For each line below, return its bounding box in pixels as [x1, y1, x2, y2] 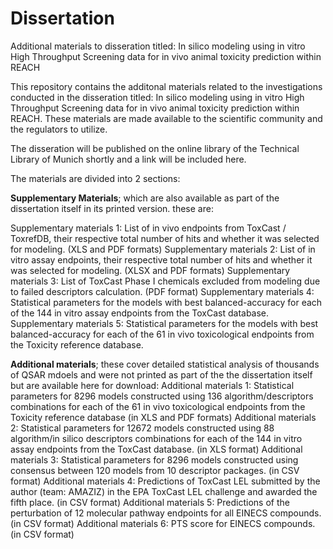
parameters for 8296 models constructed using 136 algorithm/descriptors [10, 390, 314, 402]
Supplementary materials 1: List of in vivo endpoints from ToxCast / [10, 222, 287, 234]
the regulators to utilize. [10, 123, 108, 135]
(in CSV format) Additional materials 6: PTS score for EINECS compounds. [10, 517, 316, 529]
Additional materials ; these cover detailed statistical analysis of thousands [10, 358, 320, 370]
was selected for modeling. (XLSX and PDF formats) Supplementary [10, 264, 291, 276]
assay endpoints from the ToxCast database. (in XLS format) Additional [10, 443, 303, 455]
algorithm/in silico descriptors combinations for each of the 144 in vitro [10, 432, 303, 444]
